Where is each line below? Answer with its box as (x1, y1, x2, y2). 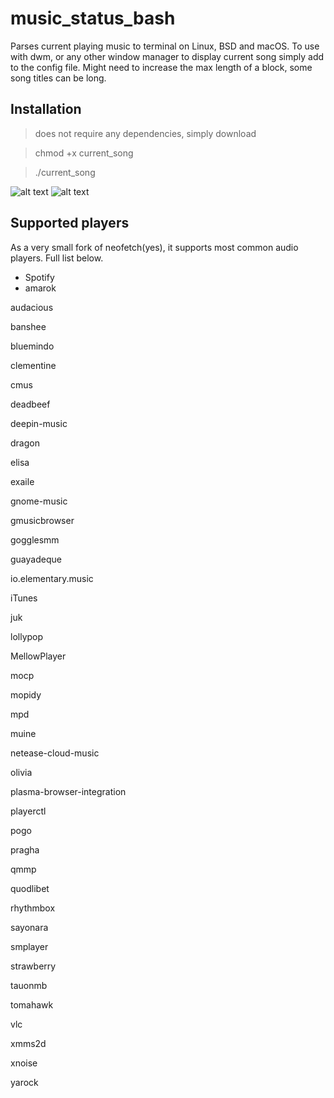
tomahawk (10, 998, 54, 1011)
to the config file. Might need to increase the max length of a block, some (10, 61, 313, 73)
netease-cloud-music (10, 747, 100, 759)
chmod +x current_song (34, 147, 134, 159)
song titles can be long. (10, 72, 107, 84)
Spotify (24, 271, 55, 283)
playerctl (10, 805, 47, 817)
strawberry (10, 960, 57, 972)
